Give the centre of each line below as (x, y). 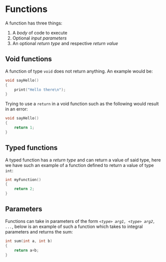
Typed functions (31, 148)
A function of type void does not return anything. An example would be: (79, 71)
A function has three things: (34, 23)
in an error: (17, 109)
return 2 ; (24, 189)
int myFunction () (23, 179)
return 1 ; (24, 127)
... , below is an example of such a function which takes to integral (74, 226)
